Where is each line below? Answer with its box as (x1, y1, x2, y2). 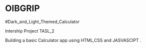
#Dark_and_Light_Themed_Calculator (5, 19, 80, 24)
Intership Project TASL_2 (5, 28, 55, 34)
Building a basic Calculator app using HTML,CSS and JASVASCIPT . (5, 37, 142, 43)
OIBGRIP (5, 3, 40, 14)
